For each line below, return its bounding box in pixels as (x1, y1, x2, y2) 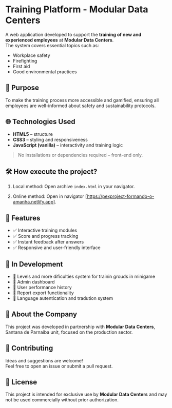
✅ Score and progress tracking (12, 233, 79, 239)
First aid (12, 63, 30, 69)
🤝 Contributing (5, 344, 53, 353)
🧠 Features (5, 214, 41, 222)
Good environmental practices (12, 68, 77, 75)
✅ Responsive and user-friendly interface (12, 244, 101, 251)
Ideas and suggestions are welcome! (5, 357, 83, 363)
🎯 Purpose (5, 84, 40, 92)
